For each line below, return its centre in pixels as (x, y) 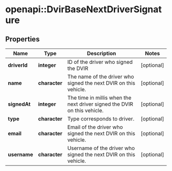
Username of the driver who (101, 148)
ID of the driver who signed (100, 62)
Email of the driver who (95, 127)
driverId (18, 65)
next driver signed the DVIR (100, 104)
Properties (23, 39)
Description (101, 53)
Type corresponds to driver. (101, 119)
